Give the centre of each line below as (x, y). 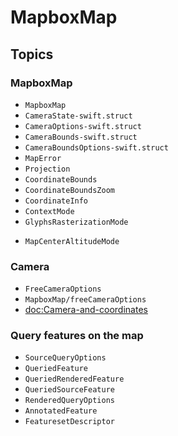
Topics (32, 54)
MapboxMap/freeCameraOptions (85, 300)
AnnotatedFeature (61, 411)
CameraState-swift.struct (78, 116)
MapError (43, 158)
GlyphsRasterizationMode (76, 222)
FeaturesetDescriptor (69, 422)
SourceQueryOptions (65, 358)
